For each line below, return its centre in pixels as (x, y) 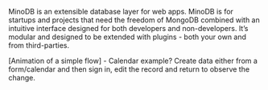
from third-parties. (39, 45)
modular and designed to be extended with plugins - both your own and (128, 37)
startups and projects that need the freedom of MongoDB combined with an (134, 20)
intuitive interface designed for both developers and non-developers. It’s (128, 28)
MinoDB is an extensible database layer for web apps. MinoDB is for (121, 12)
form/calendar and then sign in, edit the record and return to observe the (129, 69)
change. (22, 78)
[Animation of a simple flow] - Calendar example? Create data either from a (133, 61)
